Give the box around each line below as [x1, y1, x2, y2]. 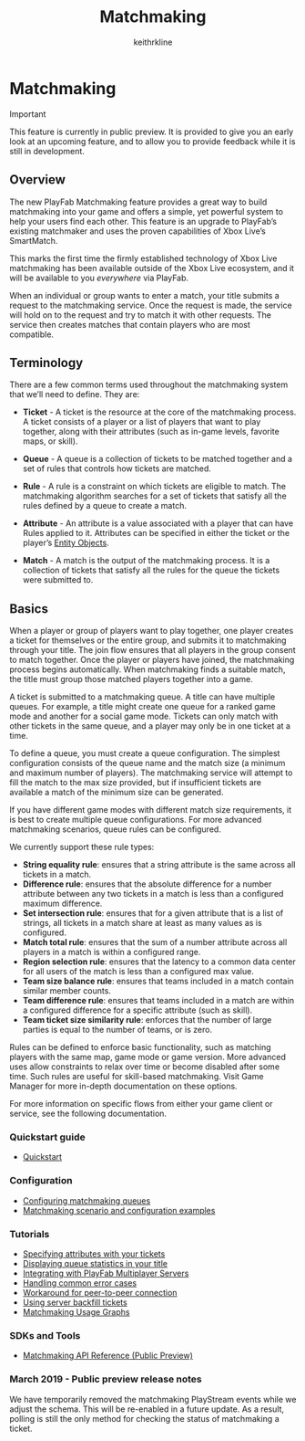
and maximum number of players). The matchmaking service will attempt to [9, 767, 293, 778]
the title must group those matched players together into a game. [9, 674, 253, 685]
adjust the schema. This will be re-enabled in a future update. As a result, [9, 1404, 285, 1415]
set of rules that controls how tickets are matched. [22, 463, 212, 474]
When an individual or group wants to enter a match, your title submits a [9, 289, 280, 300]
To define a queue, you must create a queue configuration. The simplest [9, 748, 280, 759]
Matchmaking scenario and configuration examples [22, 1204, 216, 1215]
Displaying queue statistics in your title [22, 1258, 168, 1269]
